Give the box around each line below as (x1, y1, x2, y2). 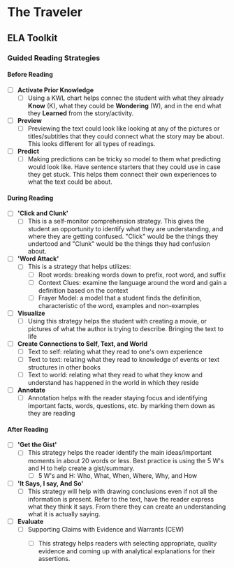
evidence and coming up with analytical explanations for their (38, 546, 215, 555)
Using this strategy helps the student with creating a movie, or (27, 316, 207, 325)
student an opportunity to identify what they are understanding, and (27, 225, 224, 233)
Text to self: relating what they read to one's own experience (27, 347, 203, 356)
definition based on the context (38, 286, 129, 294)
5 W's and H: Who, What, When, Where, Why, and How (38, 471, 198, 479)
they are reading (27, 409, 75, 418)
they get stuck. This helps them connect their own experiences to (27, 170, 217, 179)
